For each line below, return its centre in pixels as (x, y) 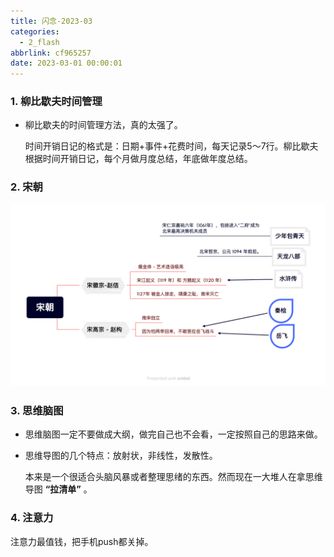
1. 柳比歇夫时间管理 (56, 102)
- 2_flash (39, 42)
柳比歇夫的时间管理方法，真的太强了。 (103, 125)
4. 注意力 (32, 518)
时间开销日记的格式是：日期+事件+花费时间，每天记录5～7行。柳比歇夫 (171, 146)
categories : (35, 31)
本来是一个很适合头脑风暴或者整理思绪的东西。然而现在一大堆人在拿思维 (173, 477)
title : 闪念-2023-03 (51, 21)
